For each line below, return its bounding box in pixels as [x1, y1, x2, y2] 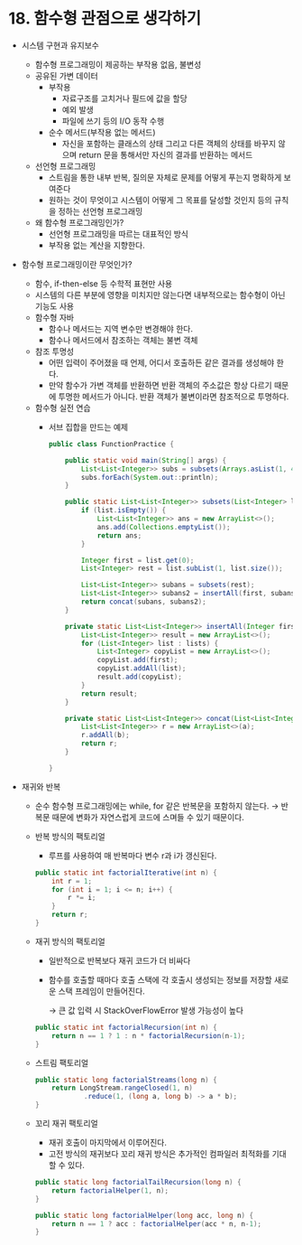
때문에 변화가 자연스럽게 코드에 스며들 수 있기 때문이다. [51, 811, 245, 822]
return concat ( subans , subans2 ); [80, 597, 206, 606]
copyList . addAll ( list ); [96, 664, 187, 673]
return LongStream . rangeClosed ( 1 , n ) [51, 1083, 193, 1093]
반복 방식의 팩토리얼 [34, 830, 105, 841]
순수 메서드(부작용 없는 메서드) [48, 126, 156, 137]
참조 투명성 [34, 345, 74, 357]
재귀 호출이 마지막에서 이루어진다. [48, 1137, 168, 1148]
